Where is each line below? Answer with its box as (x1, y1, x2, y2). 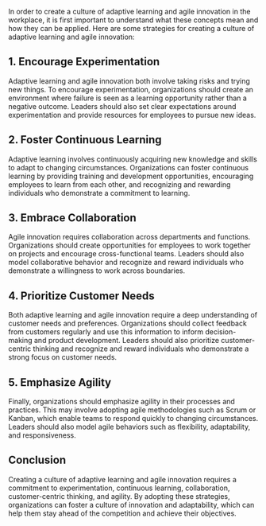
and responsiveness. (8, 431, 77, 440)
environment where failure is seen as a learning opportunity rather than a (8, 93, 248, 103)
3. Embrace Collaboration (8, 211, 137, 225)
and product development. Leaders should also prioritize (33, 336, 220, 345)
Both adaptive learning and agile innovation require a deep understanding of (8, 310, 258, 320)
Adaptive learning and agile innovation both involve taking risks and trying (8, 76, 250, 86)
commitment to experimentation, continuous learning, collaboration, (8, 483, 230, 493)
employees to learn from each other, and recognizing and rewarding (8, 179, 231, 189)
